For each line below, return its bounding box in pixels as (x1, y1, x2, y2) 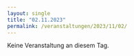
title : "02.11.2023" (7, 16, 67, 23)
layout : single (7, 10, 51, 17)
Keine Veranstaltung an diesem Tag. (7, 42, 109, 50)
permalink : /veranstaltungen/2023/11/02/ (7, 23, 128, 29)
